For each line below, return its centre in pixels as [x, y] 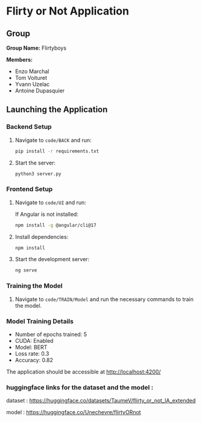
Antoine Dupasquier [40, 91]
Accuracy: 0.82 [34, 360]
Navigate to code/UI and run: [50, 202]
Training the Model [34, 286]
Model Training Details [40, 321]
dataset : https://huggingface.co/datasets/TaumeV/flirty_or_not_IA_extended [101, 401]
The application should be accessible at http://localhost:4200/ [84, 372]
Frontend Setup [30, 189]
